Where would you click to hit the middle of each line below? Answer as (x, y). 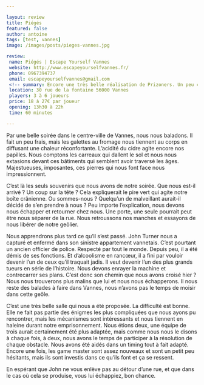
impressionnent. (26, 174)
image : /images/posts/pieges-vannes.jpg (58, 45)
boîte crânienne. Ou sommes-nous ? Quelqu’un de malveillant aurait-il (93, 198)
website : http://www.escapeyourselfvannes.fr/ (69, 67)
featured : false (27, 28)
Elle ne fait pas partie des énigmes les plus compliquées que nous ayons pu (101, 312)
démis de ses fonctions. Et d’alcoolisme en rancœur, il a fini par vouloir (95, 255)
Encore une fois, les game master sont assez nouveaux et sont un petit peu (100, 351)
